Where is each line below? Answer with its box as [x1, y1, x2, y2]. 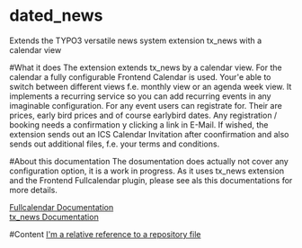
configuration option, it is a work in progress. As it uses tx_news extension [9, 165, 285, 176]
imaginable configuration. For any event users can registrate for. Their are [9, 100, 283, 111]
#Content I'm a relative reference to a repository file [9, 228, 201, 239]
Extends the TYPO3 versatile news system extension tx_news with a [9, 35, 262, 46]
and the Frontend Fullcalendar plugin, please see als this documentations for [9, 174, 293, 185]
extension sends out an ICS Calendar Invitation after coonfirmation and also [9, 128, 289, 139]
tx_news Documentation [9, 211, 99, 222]
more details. [9, 184, 58, 195]
